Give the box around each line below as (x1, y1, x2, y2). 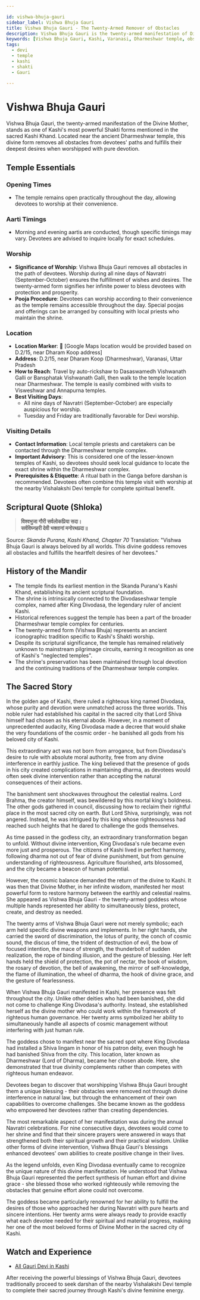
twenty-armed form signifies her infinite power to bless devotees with (14, 282, 186, 290)
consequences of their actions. (6, 779, 83, 786)
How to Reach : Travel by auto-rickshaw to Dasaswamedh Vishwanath (14, 368, 186, 375)
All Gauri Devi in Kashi (14, 1262, 70, 1270)
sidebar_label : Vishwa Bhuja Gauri (6, 19, 95, 26)
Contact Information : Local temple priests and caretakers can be (14, 440, 176, 447)
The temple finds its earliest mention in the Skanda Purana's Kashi (14, 582, 177, 589)
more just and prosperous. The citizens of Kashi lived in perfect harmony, (6, 846, 186, 853)
